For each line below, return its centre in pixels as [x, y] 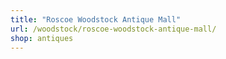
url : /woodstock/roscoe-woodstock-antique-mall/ [113, 29]
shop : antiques [42, 38]
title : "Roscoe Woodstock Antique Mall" [96, 19]
